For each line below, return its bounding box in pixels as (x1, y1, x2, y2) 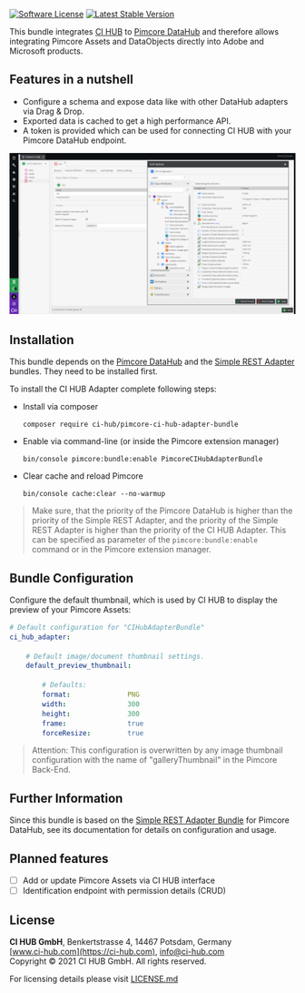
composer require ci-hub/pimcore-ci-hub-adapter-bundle (22, 420, 239, 430)
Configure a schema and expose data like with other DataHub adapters (22, 96, 289, 106)
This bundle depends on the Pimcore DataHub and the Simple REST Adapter (9, 356, 295, 368)
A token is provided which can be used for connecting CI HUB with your (22, 125, 292, 136)
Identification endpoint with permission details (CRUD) (22, 886, 227, 897)
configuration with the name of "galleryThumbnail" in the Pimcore (31, 755, 278, 765)
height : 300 (42, 709, 141, 718)
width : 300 (42, 699, 141, 709)
